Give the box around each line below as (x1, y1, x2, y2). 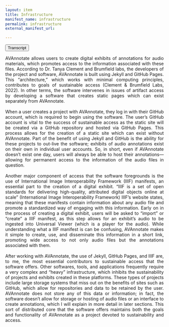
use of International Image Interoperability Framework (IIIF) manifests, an (5, 178, 164, 184)
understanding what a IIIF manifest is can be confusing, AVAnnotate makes (5, 226, 164, 232)
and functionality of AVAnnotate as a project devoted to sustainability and (5, 312, 164, 318)
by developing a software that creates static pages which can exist (5, 93, 164, 99)
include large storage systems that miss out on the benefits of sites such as (5, 280, 164, 286)
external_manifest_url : (5, 26, 55, 31)
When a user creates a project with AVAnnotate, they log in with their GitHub (5, 109, 164, 115)
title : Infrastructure (5, 12, 53, 17)
